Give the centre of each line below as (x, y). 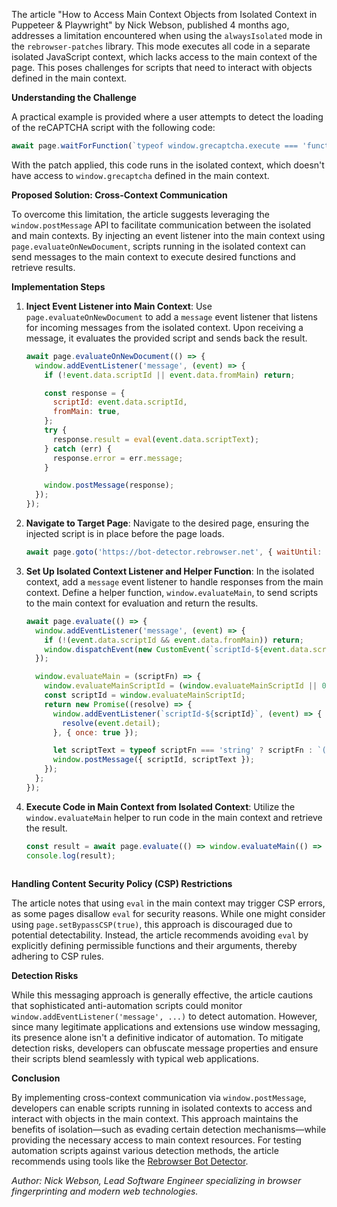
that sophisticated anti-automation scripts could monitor (127, 1005)
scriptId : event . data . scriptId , (120, 402)
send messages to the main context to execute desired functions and (153, 256)
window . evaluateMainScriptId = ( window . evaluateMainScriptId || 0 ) (187, 686)
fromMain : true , (86, 412)
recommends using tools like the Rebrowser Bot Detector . (130, 1161)
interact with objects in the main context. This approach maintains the (155, 1118)
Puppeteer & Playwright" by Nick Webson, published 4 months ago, (150, 25)
